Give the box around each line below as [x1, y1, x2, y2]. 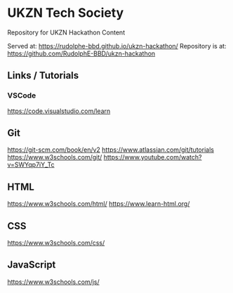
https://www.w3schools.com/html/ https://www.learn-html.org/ [7, 200, 190, 208]
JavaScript [7, 259, 56, 271]
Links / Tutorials [7, 70, 79, 82]
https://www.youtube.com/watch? [103, 153, 202, 162]
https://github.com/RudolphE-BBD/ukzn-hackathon [7, 49, 156, 58]
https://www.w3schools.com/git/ [7, 153, 102, 162]
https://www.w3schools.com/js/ [7, 278, 100, 286]
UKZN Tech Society [7, 5, 124, 21]
